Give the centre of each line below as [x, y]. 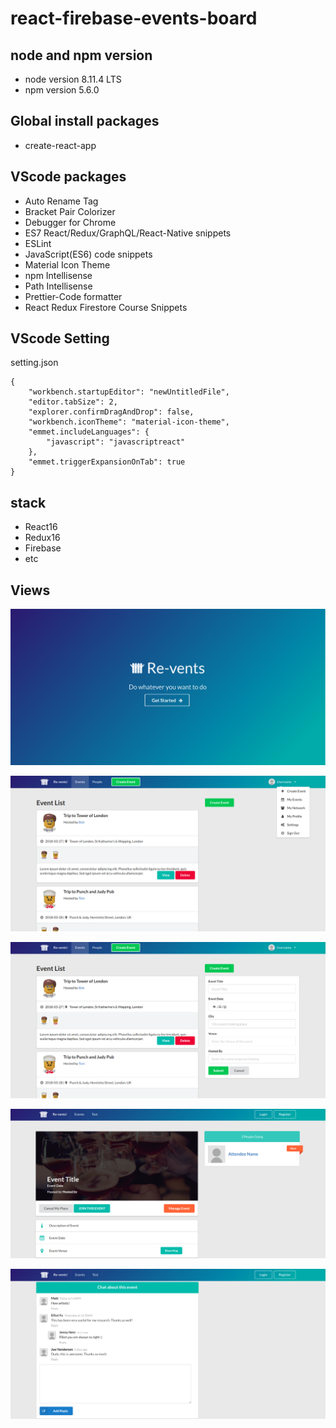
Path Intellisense [58, 286]
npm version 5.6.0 [62, 90]
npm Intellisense [58, 275]
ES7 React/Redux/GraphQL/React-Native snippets [128, 233]
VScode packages [68, 177]
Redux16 [42, 538]
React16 [41, 527]
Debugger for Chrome [70, 222]
